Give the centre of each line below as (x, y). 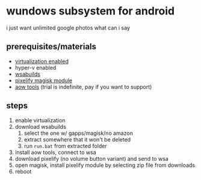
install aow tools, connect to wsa (55, 152)
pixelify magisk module (44, 80)
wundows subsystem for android (91, 11)
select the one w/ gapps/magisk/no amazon (79, 133)
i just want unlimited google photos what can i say (68, 28)
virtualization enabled (42, 61)
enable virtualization (40, 120)
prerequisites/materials (51, 47)
